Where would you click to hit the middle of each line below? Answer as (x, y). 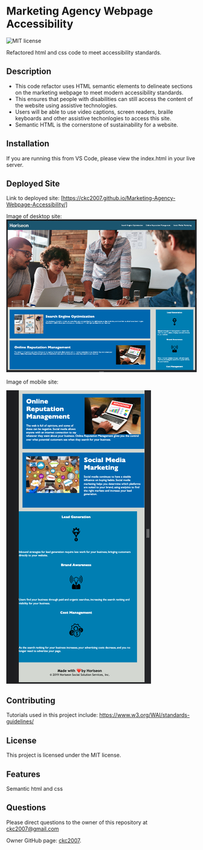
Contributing (31, 700)
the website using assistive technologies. (66, 105)
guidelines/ (20, 722)
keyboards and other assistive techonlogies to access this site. (93, 118)
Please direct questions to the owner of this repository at (77, 822)
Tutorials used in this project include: (52, 715)
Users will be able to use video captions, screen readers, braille (94, 112)
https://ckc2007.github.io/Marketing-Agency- (119, 198)
